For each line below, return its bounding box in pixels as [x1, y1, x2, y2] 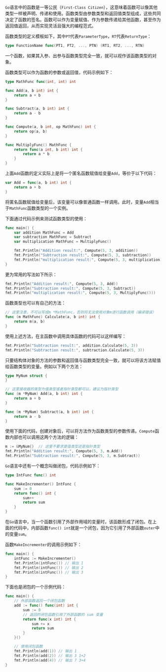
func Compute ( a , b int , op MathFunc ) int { [5, 124, 96, 129]
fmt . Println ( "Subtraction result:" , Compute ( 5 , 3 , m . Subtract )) [5, 453, 140, 458]
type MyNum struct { [5, 373, 48, 378]
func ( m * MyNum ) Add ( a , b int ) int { [5, 392, 83, 396]
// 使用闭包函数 [14, 644, 43, 649]
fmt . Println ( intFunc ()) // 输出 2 [14, 565, 83, 570]
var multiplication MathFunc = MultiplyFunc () [14, 239, 112, 244]
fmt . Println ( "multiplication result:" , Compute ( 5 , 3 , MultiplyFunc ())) [5, 290, 156, 295]
